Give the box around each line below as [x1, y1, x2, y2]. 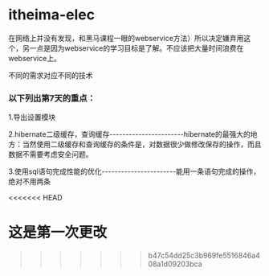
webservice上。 [8, 53, 62, 63]
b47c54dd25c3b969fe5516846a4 [148, 251, 261, 261]
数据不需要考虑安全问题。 [8, 150, 93, 159]
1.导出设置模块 [8, 113, 56, 122]
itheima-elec [8, 6, 95, 24]
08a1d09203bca [148, 259, 202, 269]
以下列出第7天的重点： [8, 93, 96, 104]
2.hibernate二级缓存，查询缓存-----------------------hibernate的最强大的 [8, 130, 251, 139]
